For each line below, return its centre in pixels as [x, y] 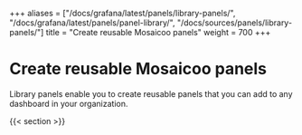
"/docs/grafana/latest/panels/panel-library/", [92, 23]
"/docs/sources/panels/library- [234, 23]
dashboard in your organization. [69, 103]
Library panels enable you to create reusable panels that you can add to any [151, 93]
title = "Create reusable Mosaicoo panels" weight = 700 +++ [158, 32]
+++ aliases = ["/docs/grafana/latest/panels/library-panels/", [123, 13]
